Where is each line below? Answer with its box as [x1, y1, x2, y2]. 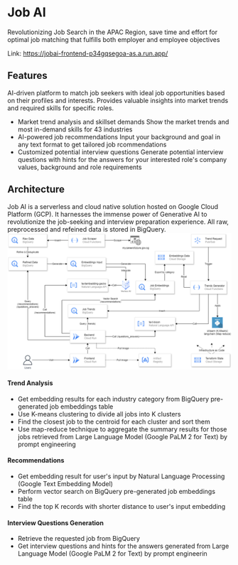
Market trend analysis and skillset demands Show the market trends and [17, 117, 229, 126]
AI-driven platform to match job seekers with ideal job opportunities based [7, 88, 225, 97]
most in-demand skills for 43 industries [17, 125, 133, 134]
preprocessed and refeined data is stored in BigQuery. [7, 225, 166, 233]
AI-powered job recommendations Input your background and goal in [17, 132, 221, 141]
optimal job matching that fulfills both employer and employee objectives [7, 35, 220, 43]
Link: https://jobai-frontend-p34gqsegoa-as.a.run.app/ [7, 49, 168, 58]
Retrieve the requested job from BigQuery [17, 534, 141, 543]
